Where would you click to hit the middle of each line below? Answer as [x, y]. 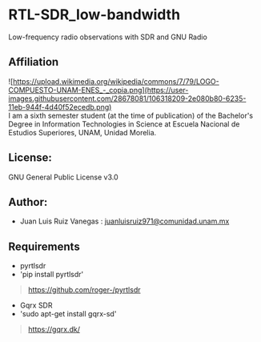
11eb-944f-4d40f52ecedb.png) [60, 107]
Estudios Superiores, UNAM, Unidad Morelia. [82, 132]
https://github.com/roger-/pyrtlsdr [84, 290]
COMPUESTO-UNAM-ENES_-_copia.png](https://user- [98, 90]
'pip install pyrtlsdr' [52, 275]
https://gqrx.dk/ [54, 329]
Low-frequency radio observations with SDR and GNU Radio [108, 37]
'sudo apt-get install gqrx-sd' [68, 314]
